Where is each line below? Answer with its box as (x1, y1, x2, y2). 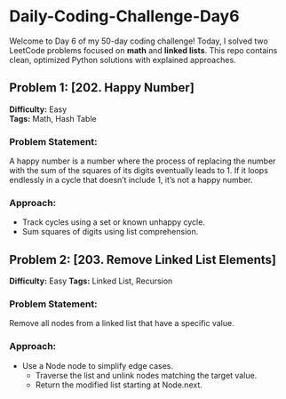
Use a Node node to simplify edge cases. (21, 360, 174, 371)
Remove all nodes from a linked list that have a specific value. (9, 318, 234, 329)
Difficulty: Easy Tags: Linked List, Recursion (9, 275, 173, 286)
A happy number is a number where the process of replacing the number (9, 156, 276, 166)
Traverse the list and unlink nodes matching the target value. (35, 370, 258, 380)
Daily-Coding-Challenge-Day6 (9, 6, 240, 27)
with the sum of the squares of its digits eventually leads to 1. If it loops (9, 165, 269, 176)
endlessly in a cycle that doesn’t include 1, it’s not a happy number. (9, 175, 253, 186)
